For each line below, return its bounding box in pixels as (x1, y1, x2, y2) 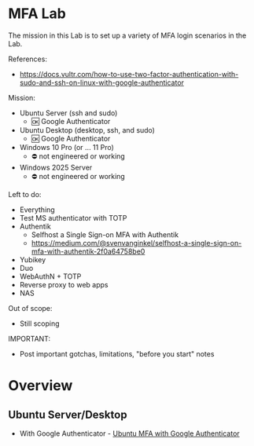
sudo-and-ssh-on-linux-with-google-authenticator (19, 78, 185, 87)
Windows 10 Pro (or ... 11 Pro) (19, 142, 114, 152)
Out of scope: (8, 303, 53, 313)
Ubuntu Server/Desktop (8, 408, 127, 421)
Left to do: (8, 189, 42, 199)
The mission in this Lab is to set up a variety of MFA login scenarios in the (8, 31, 247, 40)
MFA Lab (8, 5, 67, 23)
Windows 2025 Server (19, 163, 93, 172)
